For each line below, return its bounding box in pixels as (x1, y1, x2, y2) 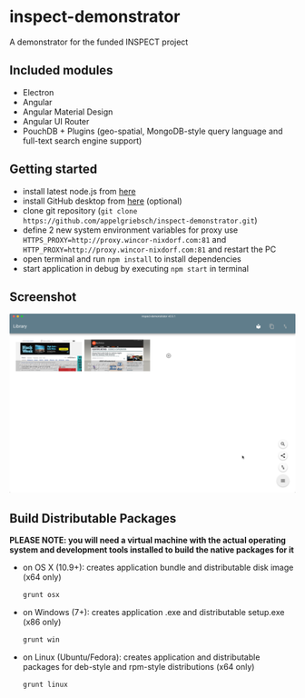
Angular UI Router (22, 115, 90, 126)
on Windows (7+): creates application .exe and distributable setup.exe (22, 607, 285, 618)
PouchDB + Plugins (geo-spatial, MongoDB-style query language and (22, 125, 283, 136)
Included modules (9, 63, 113, 78)
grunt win (22, 635, 61, 644)
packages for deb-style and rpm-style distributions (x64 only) (22, 661, 255, 672)
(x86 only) (22, 616, 62, 628)
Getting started (9, 162, 98, 177)
